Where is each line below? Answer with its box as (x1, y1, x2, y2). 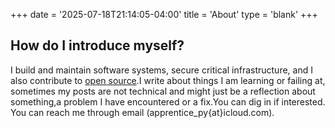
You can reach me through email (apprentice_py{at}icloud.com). (10, 106, 275, 118)
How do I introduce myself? (10, 37, 185, 54)
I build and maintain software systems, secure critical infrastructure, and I (10, 64, 313, 76)
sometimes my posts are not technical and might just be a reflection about (10, 85, 316, 97)
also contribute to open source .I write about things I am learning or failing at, (10, 74, 326, 86)
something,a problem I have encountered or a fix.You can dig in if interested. (10, 95, 326, 108)
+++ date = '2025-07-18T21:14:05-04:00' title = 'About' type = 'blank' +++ (10, 9, 318, 20)
